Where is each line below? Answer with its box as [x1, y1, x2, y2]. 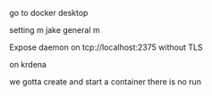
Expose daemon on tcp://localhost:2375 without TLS [9, 42, 203, 52]
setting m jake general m [9, 25, 100, 35]
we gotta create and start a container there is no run [9, 76, 201, 87]
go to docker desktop [9, 8, 89, 18]
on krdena [9, 60, 47, 69]
